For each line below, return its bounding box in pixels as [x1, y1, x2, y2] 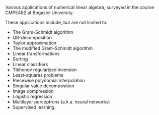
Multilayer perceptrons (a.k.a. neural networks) [12, 99, 110, 105]
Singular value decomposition [12, 83, 74, 89]
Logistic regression [12, 93, 53, 99]
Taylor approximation [12, 40, 57, 46]
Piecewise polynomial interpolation [12, 78, 85, 83]
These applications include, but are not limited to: [5, 20, 108, 25]
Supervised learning [12, 104, 55, 110]
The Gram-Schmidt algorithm [12, 29, 73, 35]
